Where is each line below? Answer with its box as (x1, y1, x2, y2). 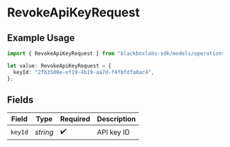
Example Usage (7, 32, 75, 44)
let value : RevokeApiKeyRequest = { (7, 62, 112, 69)
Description (97, 114, 136, 124)
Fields (7, 94, 34, 105)
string (34, 127, 53, 137)
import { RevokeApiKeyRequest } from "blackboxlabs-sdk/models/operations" (7, 50, 228, 57)
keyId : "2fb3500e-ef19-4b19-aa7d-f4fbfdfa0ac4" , (13, 68, 155, 76)
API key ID (97, 127, 130, 137)
